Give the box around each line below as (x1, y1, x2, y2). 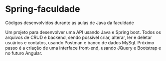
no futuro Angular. (5, 50, 42, 56)
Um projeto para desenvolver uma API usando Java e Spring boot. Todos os (5, 29, 161, 35)
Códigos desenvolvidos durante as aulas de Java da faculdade (5, 20, 134, 26)
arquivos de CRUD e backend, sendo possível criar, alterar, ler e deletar (5, 34, 152, 40)
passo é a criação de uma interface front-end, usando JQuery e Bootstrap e (5, 45, 162, 51)
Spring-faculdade (5, 3, 80, 15)
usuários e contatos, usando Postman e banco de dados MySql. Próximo (5, 39, 155, 45)
